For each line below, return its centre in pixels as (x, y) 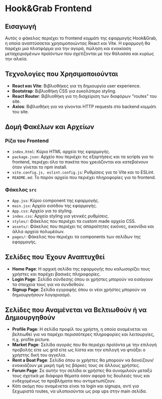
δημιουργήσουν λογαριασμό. (41, 294)
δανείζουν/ (142, 360)
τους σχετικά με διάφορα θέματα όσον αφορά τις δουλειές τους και (81, 376)
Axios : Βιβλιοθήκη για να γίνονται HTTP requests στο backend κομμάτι (84, 106)
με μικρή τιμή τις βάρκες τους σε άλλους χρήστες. (89, 365)
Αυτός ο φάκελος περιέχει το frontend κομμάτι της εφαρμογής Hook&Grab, (81, 38)
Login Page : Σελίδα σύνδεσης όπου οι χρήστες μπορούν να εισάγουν (82, 279)
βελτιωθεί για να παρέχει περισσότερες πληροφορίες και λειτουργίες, (83, 334)
